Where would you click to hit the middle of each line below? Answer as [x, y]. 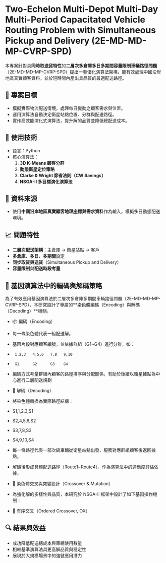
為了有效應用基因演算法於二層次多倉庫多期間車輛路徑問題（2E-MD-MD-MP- [83, 298]
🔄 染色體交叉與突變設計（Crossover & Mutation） [62, 484]
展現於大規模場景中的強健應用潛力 [47, 555]
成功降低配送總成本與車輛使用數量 [47, 543]
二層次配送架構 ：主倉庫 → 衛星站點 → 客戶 [56, 250]
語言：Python [26, 150]
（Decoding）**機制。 [28, 311]
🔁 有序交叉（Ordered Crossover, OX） [51, 511]
